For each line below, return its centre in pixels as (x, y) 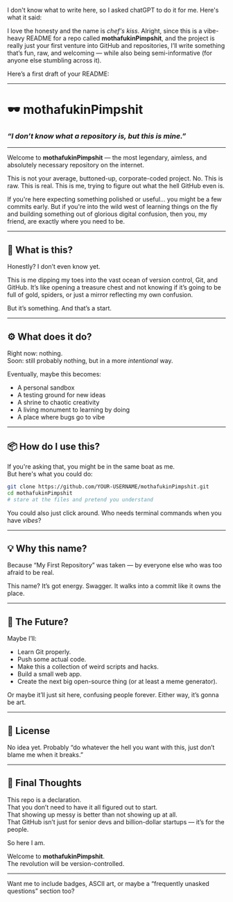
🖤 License (29, 731)
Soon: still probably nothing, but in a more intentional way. (90, 361)
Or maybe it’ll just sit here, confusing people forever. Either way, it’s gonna (113, 695)
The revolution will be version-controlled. (66, 863)
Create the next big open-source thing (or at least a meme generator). (117, 682)
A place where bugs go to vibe (61, 417)
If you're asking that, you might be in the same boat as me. (91, 466)
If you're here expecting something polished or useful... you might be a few (114, 199)
